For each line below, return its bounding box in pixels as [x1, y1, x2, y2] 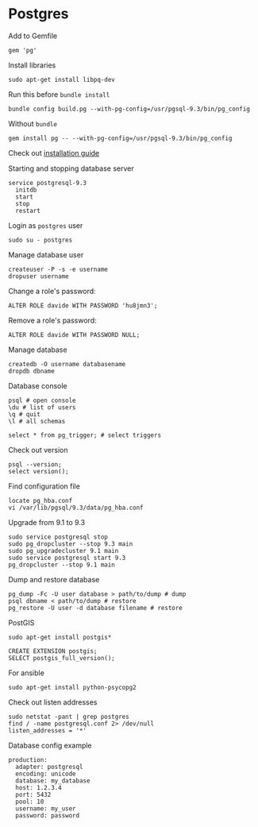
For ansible [8, 668, 45, 678]
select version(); [8, 467, 69, 475]
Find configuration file [8, 481, 81, 491]
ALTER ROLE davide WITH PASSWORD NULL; [8, 330, 141, 338]
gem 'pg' [8, 46, 37, 54]
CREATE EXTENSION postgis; [8, 647, 98, 655]
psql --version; [8, 460, 62, 469]
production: [8, 756, 48, 763]
